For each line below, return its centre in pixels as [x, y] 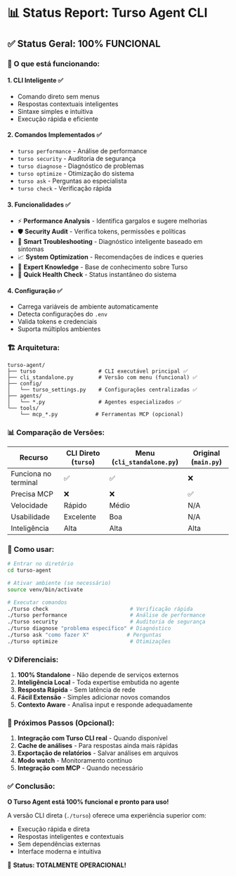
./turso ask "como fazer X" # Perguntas [84, 635]
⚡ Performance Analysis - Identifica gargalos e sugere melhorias [112, 221]
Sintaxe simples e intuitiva [55, 111]
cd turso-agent [29, 571]
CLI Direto [83, 453]
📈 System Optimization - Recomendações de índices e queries [110, 257]
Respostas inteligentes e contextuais [71, 836]
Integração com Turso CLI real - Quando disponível [92, 738]
